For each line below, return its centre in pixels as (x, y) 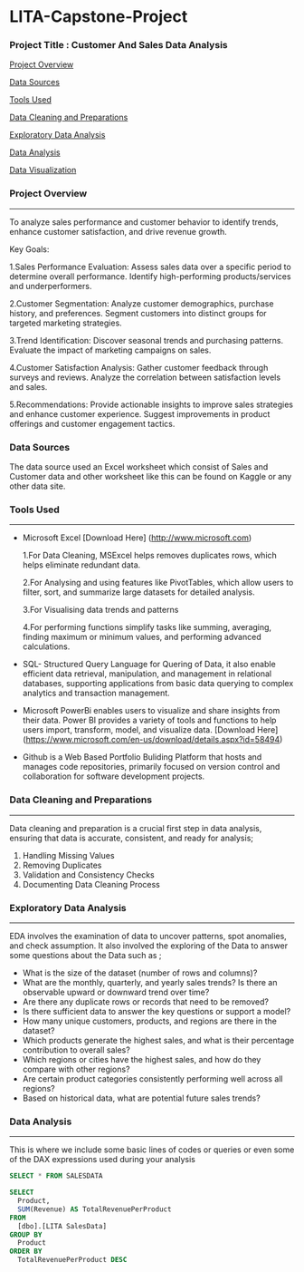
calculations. (46, 646)
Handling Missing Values (68, 855)
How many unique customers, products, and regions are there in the (150, 1021)
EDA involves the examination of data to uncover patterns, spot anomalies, (148, 936)
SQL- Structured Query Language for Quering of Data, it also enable (149, 665)
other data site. (38, 486)
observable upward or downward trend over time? (116, 992)
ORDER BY (26, 1252)
